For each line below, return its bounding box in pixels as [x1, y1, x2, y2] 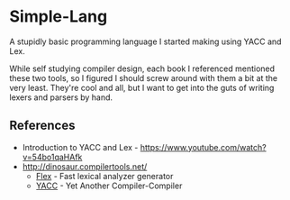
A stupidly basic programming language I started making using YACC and [9, 36, 282, 47]
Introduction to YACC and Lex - [22, 141, 139, 152]
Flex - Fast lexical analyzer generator [35, 170, 174, 181]
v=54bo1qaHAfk [22, 151, 83, 162]
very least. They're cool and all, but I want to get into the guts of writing [9, 82, 275, 93]
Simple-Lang [9, 6, 108, 27]
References [9, 118, 76, 133]
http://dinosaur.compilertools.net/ [22, 160, 148, 172]
